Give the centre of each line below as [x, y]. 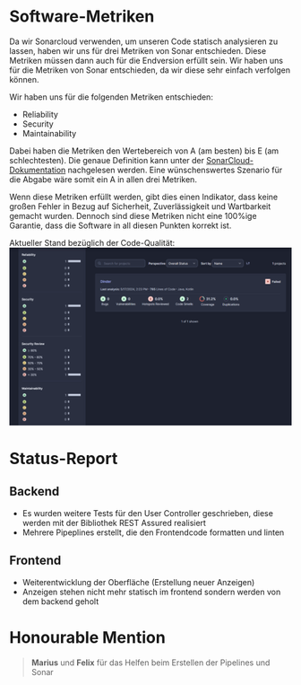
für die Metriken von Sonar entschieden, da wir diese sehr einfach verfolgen [150, 70]
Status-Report [64, 459]
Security [38, 124]
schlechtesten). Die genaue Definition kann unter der [107, 160]
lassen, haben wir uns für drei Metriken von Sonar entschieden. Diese [138, 50]
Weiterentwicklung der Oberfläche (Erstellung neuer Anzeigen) [138, 582]
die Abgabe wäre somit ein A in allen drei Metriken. [103, 179]
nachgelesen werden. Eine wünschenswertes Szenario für [175, 170]
